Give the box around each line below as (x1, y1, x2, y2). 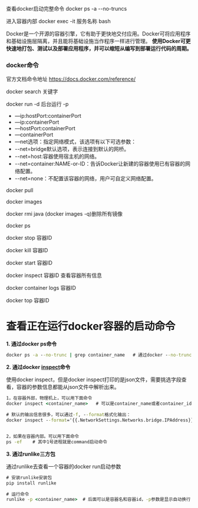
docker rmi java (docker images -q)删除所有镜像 (6, 210, 123, 217)
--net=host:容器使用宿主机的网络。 (14, 153, 100, 160)
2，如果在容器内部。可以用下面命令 (6, 434, 80, 440)
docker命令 (6, 61, 39, 69)
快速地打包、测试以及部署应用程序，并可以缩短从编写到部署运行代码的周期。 (6, 45, 192, 52)
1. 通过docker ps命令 (6, 341, 57, 348)
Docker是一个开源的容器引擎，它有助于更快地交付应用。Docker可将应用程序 (6, 30, 191, 37)
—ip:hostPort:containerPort (14, 113, 81, 120)
